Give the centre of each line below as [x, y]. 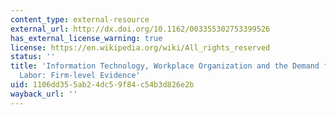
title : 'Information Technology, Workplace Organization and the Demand [165, 66]
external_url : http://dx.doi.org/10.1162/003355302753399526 [140, 29]
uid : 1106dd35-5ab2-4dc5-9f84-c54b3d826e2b [102, 85]
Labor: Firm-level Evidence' [80, 76]
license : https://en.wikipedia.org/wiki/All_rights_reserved [140, 47]
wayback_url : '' [44, 94]
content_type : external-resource [80, 19]
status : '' [33, 57]
